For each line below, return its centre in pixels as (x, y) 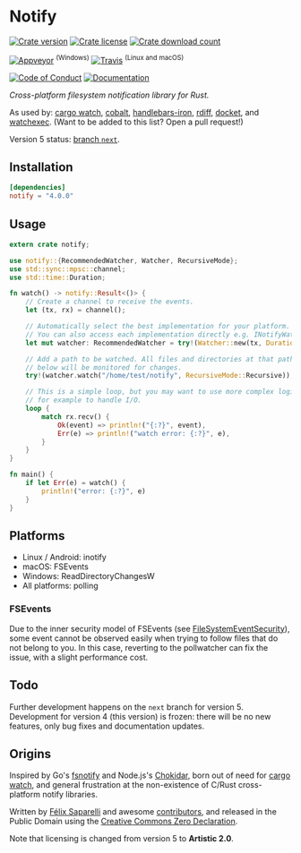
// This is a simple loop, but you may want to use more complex (150, 392)
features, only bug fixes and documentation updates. (107, 726)
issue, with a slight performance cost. (79, 657)
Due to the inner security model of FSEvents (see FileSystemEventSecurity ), (150, 628)
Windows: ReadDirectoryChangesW (88, 576)
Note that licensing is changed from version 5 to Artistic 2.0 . (122, 839)
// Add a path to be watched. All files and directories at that (150, 359)
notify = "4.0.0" (42, 196)
